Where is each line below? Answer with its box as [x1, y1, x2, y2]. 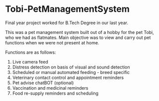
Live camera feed [12, 59, 48, 65]
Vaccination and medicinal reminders [12, 85, 88, 91]
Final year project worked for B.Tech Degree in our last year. [5, 20, 128, 26]
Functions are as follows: [5, 49, 56, 55]
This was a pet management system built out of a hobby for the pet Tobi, [5, 29, 154, 35]
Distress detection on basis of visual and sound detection [12, 64, 130, 70]
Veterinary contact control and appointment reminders [12, 74, 124, 80]
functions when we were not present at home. [5, 39, 99, 45]
